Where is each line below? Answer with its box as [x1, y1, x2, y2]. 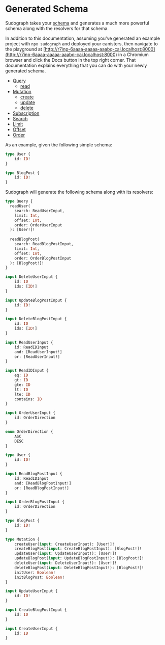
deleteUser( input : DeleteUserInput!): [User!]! [14, 560, 117, 566]
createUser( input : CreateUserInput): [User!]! [14, 541, 115, 547]
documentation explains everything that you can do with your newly [5, 62, 147, 68]
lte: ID [14, 392, 30, 397]
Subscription [12, 110, 40, 116]
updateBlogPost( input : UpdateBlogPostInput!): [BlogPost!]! [14, 556, 144, 561]
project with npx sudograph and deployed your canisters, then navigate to [5, 40, 158, 46]
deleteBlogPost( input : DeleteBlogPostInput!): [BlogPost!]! [14, 565, 144, 570]
